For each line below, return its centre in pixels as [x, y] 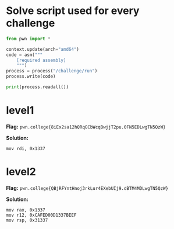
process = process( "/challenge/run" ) [52, 71]
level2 [21, 172]
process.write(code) [31, 77]
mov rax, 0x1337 [26, 210]
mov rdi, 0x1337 [26, 148]
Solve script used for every [73, 11]
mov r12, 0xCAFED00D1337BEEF [41, 215]
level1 [20, 111]
